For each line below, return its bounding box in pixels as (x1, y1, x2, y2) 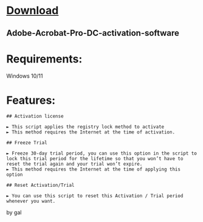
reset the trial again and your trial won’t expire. (6, 161, 143, 167)
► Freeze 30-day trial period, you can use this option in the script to (6, 150, 198, 156)
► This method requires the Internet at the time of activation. (6, 129, 175, 135)
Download (6, 4, 59, 18)
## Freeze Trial (6, 140, 47, 146)
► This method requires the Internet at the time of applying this (6, 166, 181, 173)
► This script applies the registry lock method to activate (6, 124, 165, 130)
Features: (6, 93, 56, 107)
